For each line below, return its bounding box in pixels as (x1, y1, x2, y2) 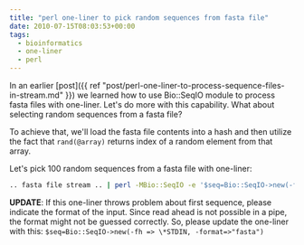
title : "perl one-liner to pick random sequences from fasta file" (9, 13, 270, 23)
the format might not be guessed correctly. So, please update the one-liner (9, 216, 290, 227)
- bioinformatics (17, 38, 83, 48)
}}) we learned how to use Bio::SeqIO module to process (64, 90, 276, 100)
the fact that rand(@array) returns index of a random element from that (9, 137, 273, 146)
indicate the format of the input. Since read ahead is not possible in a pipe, (9, 206, 288, 217)
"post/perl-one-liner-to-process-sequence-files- (102, 80, 285, 90)
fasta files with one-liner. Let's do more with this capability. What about (9, 99, 275, 109)
